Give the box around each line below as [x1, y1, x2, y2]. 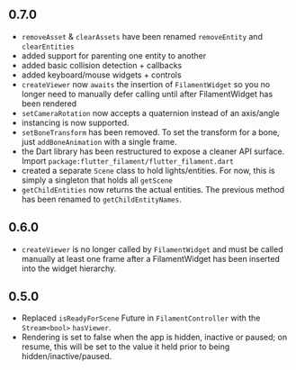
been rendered [21, 98, 77, 109]
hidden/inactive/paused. [21, 351, 112, 362]
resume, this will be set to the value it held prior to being [21, 341, 230, 352]
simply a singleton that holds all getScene [21, 175, 173, 185]
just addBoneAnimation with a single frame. [21, 136, 177, 147]
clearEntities [21, 42, 75, 51]
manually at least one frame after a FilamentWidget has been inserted [21, 253, 280, 264]
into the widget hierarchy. [21, 263, 117, 274]
